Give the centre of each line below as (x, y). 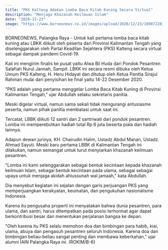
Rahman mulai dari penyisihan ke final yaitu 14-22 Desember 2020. (74, 79)
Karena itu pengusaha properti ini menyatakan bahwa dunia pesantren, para (83, 206)
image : (12, 24)
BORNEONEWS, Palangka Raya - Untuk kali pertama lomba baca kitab (77, 38)
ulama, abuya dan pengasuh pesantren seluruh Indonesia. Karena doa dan (82, 231)
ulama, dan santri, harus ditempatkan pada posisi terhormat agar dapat (78, 211)
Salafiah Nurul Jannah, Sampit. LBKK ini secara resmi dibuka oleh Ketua (79, 69)
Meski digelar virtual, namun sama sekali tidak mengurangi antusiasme (78, 104)
